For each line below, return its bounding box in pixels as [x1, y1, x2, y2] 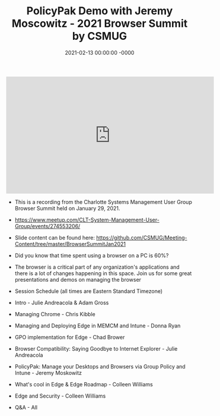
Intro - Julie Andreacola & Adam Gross [14, 299, 109, 306]
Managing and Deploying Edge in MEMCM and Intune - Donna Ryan [14, 322, 181, 329]
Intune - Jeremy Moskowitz [14, 369, 82, 376]
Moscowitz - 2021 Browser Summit [11, 17, 188, 30]
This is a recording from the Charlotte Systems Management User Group [14, 198, 193, 206]
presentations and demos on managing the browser [14, 276, 141, 283]
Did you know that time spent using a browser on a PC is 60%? [14, 251, 169, 259]
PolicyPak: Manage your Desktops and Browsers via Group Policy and [14, 363, 186, 370]
